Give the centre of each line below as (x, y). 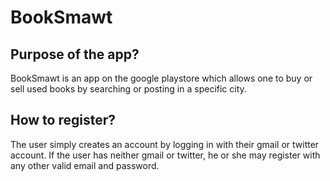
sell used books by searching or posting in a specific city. (128, 89)
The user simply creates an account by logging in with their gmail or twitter (165, 144)
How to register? (63, 120)
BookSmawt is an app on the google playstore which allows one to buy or (161, 78)
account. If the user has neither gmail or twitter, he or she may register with (165, 155)
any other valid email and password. (85, 165)
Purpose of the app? (75, 54)
